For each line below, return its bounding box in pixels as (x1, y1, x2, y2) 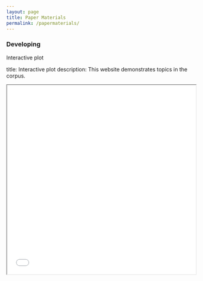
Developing (6, 40, 41, 48)
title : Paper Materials (6, 15, 66, 21)
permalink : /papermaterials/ (6, 20, 80, 26)
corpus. (6, 72, 26, 79)
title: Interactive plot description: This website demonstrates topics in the (6, 65, 188, 73)
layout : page (6, 8, 39, 15)
